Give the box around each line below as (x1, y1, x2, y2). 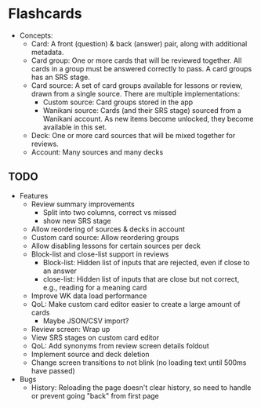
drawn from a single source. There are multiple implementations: (31, 89, 241, 98)
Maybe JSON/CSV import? (42, 315, 129, 326)
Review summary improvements (31, 199, 135, 209)
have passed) (31, 366, 76, 375)
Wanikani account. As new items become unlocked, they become (42, 114, 254, 123)
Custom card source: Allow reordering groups (31, 232, 179, 242)
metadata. (31, 47, 64, 56)
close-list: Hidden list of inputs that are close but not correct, (42, 274, 240, 283)
